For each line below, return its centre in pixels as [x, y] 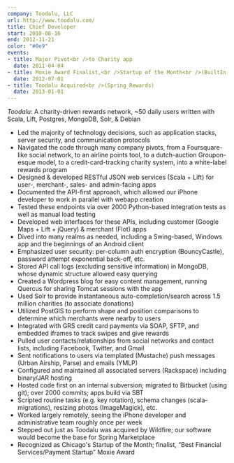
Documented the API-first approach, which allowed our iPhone [107, 192]
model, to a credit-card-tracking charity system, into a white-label [132, 162]
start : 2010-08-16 [34, 33]
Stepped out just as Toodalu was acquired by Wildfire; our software [114, 430]
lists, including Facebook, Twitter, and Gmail [81, 348]
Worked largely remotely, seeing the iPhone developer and [102, 415]
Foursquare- [205, 148]
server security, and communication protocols [83, 140]
